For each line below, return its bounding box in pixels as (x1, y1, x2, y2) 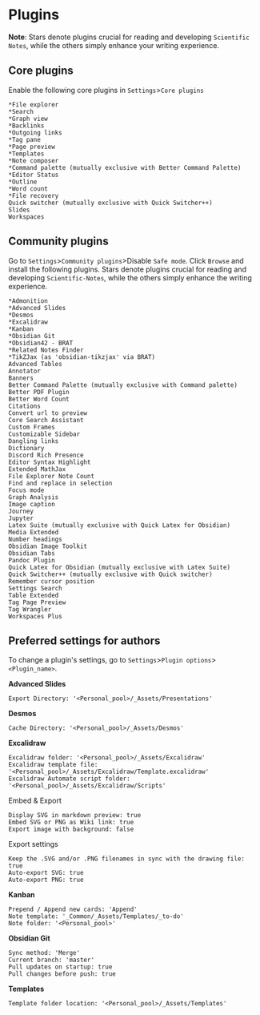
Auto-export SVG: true (8, 869, 84, 877)
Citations (8, 402, 42, 410)
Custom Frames (8, 423, 56, 431)
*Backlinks (8, 122, 45, 130)
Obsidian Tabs (8, 549, 56, 558)
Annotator (8, 367, 42, 375)
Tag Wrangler (8, 605, 52, 614)
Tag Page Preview (8, 598, 66, 606)
